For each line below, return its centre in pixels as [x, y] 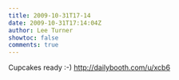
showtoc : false [34, 38]
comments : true [34, 45]
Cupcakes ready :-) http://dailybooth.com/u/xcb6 [89, 67]
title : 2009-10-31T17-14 [50, 15]
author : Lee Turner [41, 30]
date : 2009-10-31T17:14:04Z [55, 23]
